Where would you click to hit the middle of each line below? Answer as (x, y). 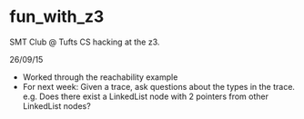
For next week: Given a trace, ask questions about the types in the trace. (159, 86)
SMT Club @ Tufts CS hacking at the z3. (85, 42)
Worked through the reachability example (100, 77)
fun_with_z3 (57, 17)
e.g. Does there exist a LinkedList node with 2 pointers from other (145, 96)
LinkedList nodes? (56, 105)
